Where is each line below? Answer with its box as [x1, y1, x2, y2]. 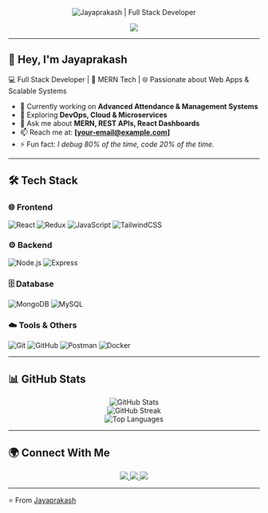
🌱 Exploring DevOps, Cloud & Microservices [19, 110, 167, 119]
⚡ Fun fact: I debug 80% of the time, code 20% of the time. [19, 139, 215, 149]
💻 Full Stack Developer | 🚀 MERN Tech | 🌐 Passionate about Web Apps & [8, 74, 250, 84]
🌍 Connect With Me [8, 446, 110, 460]
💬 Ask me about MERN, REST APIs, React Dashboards [19, 118, 200, 127]
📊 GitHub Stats [8, 372, 86, 386]
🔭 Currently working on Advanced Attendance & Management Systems [19, 101, 258, 111]
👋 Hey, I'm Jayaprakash [8, 53, 128, 67]
